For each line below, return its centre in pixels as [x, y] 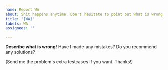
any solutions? [20, 52]
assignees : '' [20, 28]
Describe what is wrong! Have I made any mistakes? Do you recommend [81, 47]
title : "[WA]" [20, 19]
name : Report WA [22, 10]
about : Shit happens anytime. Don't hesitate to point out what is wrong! [85, 14]
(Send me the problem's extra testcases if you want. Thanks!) [69, 62]
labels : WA [17, 24]
